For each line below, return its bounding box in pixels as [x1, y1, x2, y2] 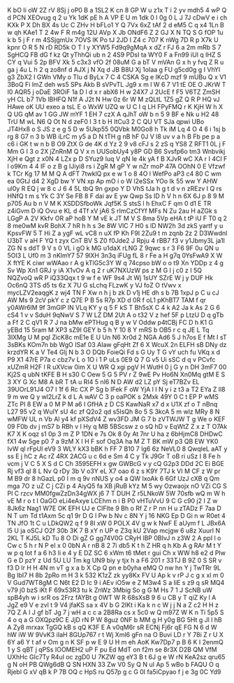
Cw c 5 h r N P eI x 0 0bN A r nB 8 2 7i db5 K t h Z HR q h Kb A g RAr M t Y [7, 542, 221, 549]
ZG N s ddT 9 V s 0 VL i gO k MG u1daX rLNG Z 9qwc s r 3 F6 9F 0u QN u [7, 244, 219, 252]
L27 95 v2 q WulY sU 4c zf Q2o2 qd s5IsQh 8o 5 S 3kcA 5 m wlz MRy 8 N [7, 407, 220, 416]
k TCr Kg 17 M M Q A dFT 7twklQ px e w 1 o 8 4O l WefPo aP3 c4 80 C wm [7, 169, 221, 178]
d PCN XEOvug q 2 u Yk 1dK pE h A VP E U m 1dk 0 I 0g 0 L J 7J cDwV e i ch [7, 13, 228, 22]
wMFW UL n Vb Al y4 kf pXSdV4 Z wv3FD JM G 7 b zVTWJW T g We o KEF [7, 415, 226, 423]
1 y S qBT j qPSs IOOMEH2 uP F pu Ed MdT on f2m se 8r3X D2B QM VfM [7, 645, 218, 654]
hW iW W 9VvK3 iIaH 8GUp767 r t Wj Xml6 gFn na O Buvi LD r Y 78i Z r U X [7, 631, 224, 639]
